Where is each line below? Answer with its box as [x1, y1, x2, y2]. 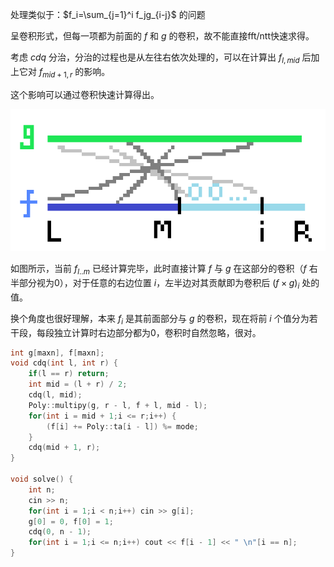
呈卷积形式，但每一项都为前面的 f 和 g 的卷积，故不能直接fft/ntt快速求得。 [10, 30, 315, 42]
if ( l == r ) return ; [28, 369, 110, 379]
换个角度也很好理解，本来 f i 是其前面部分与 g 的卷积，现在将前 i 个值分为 [10, 312, 310, 327]
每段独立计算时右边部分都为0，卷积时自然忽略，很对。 [36, 326, 262, 338]
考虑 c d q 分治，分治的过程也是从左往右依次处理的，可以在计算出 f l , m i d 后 [10, 51, 312, 65]
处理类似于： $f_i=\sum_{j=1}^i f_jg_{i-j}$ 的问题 [10, 9, 206, 20]
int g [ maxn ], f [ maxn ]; [10, 348, 105, 358]
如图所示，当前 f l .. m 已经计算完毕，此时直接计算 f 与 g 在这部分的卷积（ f [10, 263, 307, 277]
